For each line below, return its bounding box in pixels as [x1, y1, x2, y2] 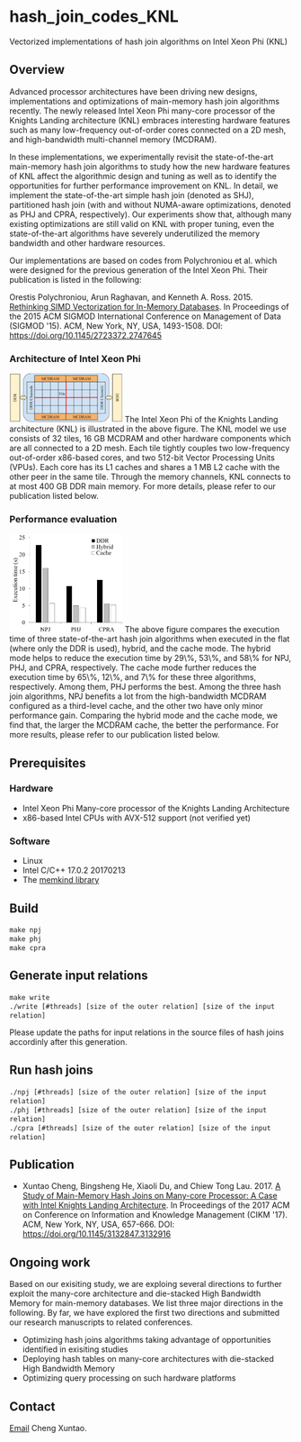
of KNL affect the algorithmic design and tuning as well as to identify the [9, 170, 277, 181]
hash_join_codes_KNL [9, 6, 180, 27]
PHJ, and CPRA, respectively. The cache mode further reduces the [9, 662, 257, 673]
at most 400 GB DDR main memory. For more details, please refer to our [9, 480, 276, 492]
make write [9, 993, 50, 1002]
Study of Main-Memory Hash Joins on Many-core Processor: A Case [22, 1191, 278, 1202]
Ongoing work [9, 1255, 91, 1270]
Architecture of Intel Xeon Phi [9, 352, 141, 365]
